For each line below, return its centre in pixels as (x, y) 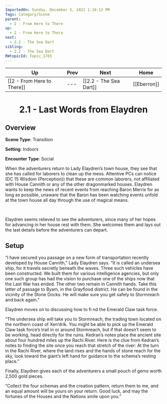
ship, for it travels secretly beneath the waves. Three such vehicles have (79, 268)
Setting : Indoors (22, 149)
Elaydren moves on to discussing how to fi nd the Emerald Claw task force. (82, 310)
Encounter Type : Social (29, 159)
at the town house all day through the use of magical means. (67, 200)
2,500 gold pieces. (24, 376)
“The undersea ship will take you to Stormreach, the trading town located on (83, 319)
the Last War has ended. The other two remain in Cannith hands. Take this (81, 284)
